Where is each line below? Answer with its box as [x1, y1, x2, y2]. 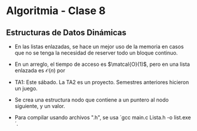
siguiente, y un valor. [14, 103, 66, 109]
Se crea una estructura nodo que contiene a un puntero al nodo [14, 96, 169, 103]
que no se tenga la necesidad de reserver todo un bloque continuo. [14, 49, 178, 56]
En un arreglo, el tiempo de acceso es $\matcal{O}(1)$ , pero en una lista [14, 61, 190, 68]
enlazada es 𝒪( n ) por [14, 67, 66, 74]
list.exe [173, 114, 191, 121]
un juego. [14, 85, 38, 92]
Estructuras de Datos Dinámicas [6, 28, 126, 38]
